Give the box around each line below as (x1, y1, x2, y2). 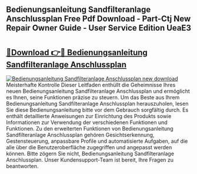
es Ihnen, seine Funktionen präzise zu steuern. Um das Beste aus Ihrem (6, 94, 180, 101)
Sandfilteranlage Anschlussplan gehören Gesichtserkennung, (6, 132, 155, 138)
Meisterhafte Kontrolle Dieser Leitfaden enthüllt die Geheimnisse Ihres (6, 82, 176, 88)
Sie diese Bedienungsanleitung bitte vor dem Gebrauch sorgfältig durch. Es (6, 106, 189, 113)
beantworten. (6, 163, 39, 169)
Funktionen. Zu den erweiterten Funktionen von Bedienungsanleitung (6, 125, 173, 132)
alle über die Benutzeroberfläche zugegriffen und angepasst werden (6, 144, 172, 150)
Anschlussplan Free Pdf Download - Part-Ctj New (6, 14, 191, 24)
